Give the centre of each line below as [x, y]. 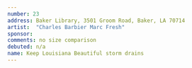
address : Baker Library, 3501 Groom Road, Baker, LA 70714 [96, 21]
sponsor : [20, 34]
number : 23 [23, 14]
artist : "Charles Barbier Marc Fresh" [66, 27]
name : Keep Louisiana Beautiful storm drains [75, 54]
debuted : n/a [27, 47]
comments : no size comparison [52, 40]
